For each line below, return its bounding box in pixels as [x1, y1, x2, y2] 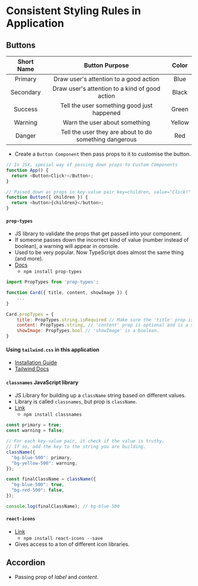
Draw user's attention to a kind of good [52, 84, 161, 93]
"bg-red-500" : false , [11, 488, 65, 493]
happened [92, 109, 121, 117]
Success [14, 105, 38, 113]
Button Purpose [84, 61, 129, 69]
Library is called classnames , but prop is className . [14, 398, 137, 405]
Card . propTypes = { [6, 311, 54, 317]
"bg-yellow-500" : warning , [11, 460, 78, 466]
